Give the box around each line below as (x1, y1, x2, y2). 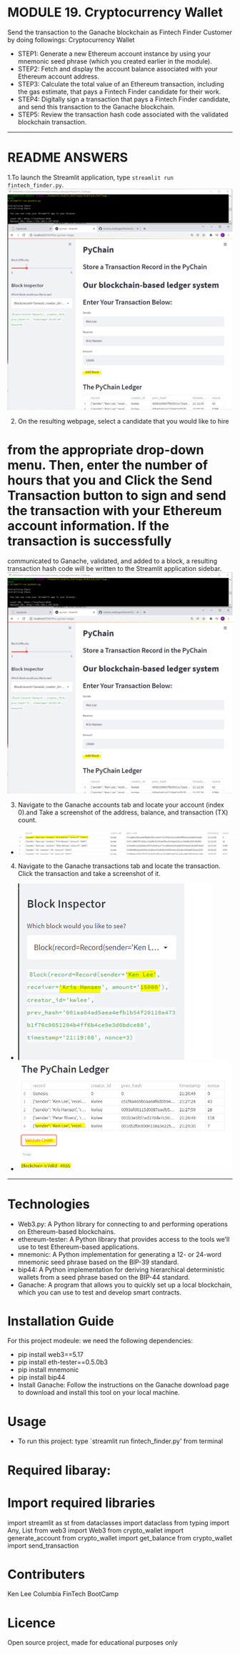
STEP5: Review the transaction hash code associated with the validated (17, 110, 229, 119)
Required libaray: (7, 1462, 111, 1478)
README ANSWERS (7, 149, 129, 166)
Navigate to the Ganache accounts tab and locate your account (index (17, 801, 224, 809)
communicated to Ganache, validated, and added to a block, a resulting (7, 557, 218, 565)
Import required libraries (7, 1495, 156, 1511)
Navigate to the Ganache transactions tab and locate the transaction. (17, 862, 221, 870)
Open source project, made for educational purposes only (7, 1638, 179, 1647)
